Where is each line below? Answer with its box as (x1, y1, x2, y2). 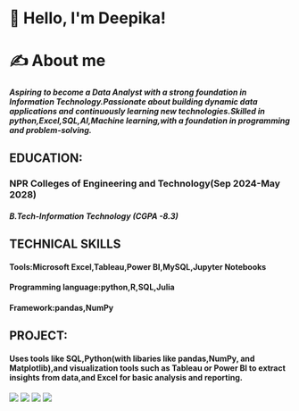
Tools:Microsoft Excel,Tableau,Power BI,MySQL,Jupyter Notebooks (9, 261, 267, 272)
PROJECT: (9, 328, 69, 343)
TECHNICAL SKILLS (9, 237, 121, 252)
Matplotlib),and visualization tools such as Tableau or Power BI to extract (9, 363, 286, 373)
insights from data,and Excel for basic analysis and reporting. (9, 373, 243, 383)
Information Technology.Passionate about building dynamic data (9, 96, 258, 106)
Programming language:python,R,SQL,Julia (9, 281, 176, 293)
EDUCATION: (9, 151, 83, 166)
